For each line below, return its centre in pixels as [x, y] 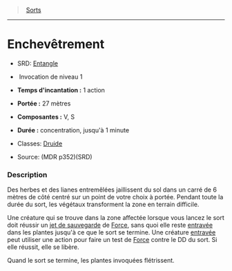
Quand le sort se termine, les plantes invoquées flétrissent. [91, 261]
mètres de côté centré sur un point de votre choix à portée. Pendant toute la [115, 197]
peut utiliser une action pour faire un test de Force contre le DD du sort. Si [112, 240]
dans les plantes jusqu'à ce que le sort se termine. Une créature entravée [112, 232]
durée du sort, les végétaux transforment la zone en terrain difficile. [103, 204]
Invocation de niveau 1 [51, 77]
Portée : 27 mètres [44, 103]
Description [27, 174]
